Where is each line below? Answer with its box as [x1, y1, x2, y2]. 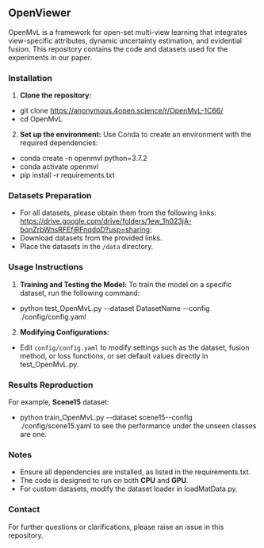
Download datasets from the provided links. [19, 233, 163, 243]
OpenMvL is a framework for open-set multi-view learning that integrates [8, 27, 248, 36]
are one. [19, 430, 48, 439]
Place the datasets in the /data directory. [19, 242, 154, 251]
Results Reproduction [8, 379, 94, 390]
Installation [8, 72, 53, 83]
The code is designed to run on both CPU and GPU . [19, 476, 189, 485]
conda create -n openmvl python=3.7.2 [19, 154, 148, 163]
